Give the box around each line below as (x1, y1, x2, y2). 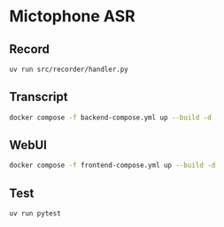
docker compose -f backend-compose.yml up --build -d (9, 113, 212, 121)
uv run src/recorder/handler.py (9, 65, 128, 74)
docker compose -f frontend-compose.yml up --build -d (9, 161, 216, 170)
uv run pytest (9, 209, 62, 218)
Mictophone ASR (9, 6, 135, 27)
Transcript (9, 90, 68, 105)
